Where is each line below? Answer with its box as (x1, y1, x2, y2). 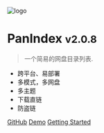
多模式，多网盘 (17, 78, 60, 86)
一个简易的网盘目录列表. (24, 54, 94, 62)
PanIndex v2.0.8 (7, 31, 97, 46)
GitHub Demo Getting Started (7, 118, 92, 126)
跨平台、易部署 (17, 69, 60, 78)
